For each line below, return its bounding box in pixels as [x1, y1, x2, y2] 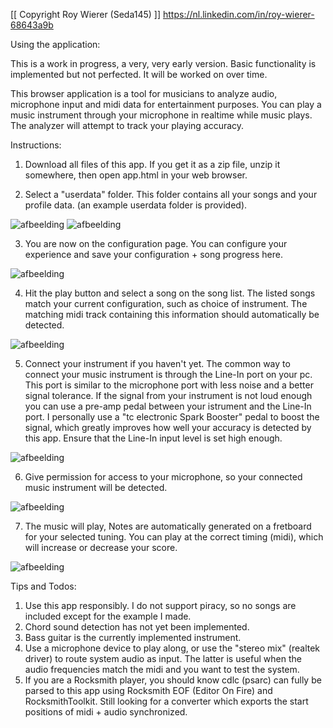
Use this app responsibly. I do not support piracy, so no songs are [24, 600, 297, 611]
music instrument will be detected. [24, 482, 168, 493]
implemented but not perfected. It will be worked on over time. [10, 69, 268, 80]
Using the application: [10, 39, 101, 50]
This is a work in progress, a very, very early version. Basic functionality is [10, 58, 317, 69]
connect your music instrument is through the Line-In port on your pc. [24, 369, 313, 380]
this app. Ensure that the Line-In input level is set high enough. [24, 432, 283, 444]
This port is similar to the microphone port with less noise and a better [24, 379, 314, 391]
